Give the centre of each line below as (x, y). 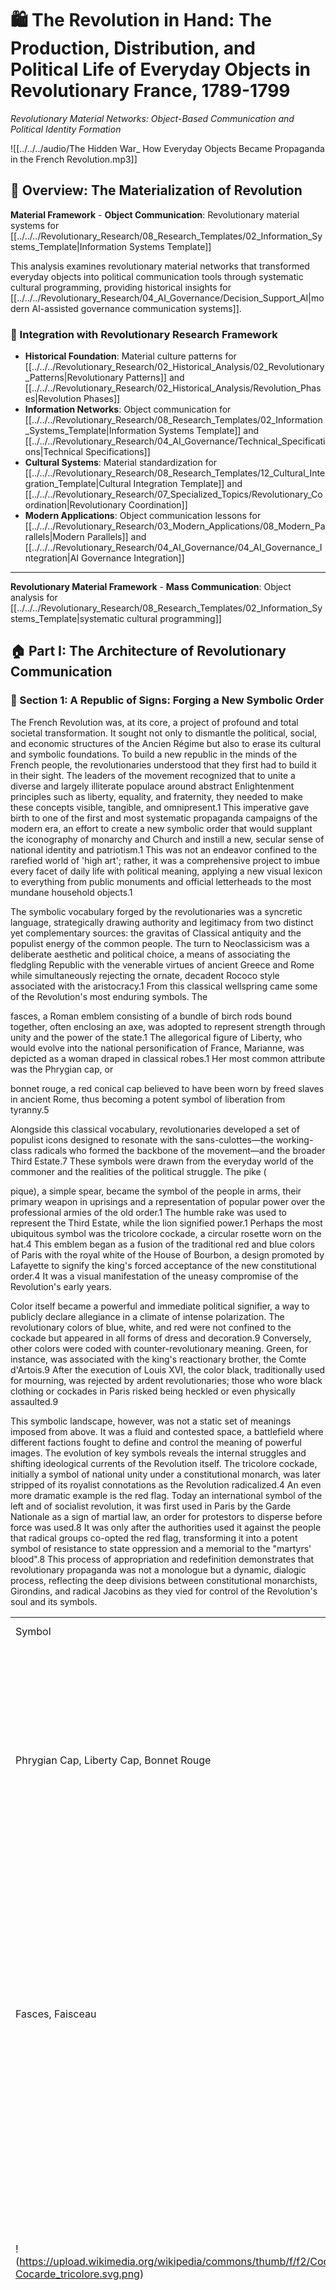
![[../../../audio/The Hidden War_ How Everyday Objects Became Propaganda (167, 148)
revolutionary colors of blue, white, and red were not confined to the (151, 1327)
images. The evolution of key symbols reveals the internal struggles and (158, 1453)
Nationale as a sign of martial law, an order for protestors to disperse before (166, 1516)
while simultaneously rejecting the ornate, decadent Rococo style (145, 975)
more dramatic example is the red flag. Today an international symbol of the (166, 1495)
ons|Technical (53, 452)
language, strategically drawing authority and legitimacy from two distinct (162, 922)
